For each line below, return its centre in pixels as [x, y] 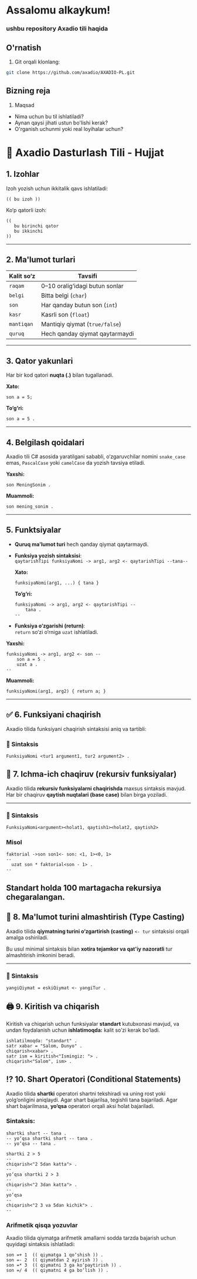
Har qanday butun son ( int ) [79, 305]
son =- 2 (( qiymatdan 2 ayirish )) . [55, 1260]
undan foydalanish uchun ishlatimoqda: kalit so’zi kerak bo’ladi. [83, 1030]
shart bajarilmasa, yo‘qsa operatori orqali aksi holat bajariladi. [80, 1106]
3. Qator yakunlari [40, 361]
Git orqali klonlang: [37, 62]
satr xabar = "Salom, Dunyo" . [44, 1046]
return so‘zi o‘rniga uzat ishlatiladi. [56, 632]
